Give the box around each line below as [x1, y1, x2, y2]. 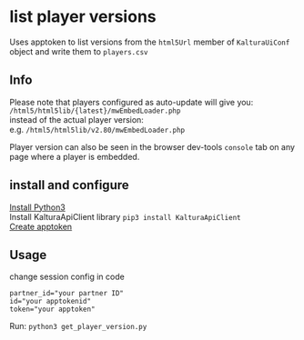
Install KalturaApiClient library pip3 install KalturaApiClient [9, 211, 241, 222]
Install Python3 [9, 202, 66, 213]
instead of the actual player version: [9, 114, 144, 125]
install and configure [9, 177, 129, 193]
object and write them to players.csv [9, 45, 148, 56]
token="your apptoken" [9, 305, 96, 315]
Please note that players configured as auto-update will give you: [9, 96, 254, 107]
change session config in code [9, 271, 125, 283]
